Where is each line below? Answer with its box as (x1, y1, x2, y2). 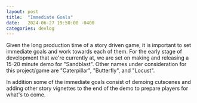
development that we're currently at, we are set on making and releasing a (6, 54, 189, 61)
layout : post (6, 8, 39, 15)
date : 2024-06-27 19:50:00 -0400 (6, 20, 95, 26)
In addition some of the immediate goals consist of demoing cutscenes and (6, 79, 191, 86)
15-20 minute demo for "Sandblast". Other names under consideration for (6, 61, 187, 68)
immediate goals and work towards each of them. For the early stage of (6, 48, 182, 55)
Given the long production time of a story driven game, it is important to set (6, 42, 192, 49)
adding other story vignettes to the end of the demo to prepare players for (6, 85, 189, 92)
